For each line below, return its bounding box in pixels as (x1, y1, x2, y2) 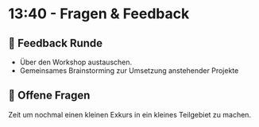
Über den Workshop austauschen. (19, 57, 133, 67)
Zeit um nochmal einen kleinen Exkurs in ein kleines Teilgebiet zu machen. (8, 110, 252, 119)
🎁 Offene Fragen (8, 89, 91, 102)
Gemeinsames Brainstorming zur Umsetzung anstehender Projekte (19, 66, 239, 75)
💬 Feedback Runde (8, 37, 103, 50)
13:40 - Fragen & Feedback (8, 5, 190, 23)
